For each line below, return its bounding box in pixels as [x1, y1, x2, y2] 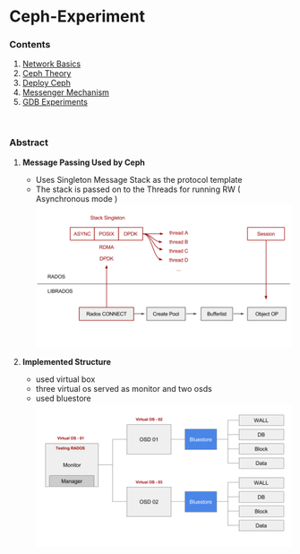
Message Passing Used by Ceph [21, 157, 145, 168]
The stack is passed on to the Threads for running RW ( [35, 184, 241, 195]
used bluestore [35, 393, 91, 403]
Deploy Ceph [21, 78, 72, 89]
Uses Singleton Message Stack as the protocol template [35, 174, 243, 185]
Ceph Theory [21, 68, 72, 79]
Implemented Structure [21, 356, 112, 367]
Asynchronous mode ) [35, 193, 118, 203]
